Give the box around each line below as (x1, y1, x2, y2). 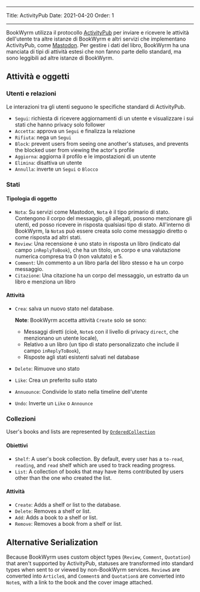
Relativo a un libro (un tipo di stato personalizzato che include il (23, 341, 179, 348)
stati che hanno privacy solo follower (14, 121, 105, 128)
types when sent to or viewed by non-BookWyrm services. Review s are (6, 566, 180, 573)
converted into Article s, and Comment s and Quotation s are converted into (6, 572, 185, 579)
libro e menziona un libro (14, 278, 76, 285)
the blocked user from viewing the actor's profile (14, 146, 135, 153)
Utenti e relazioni (6, 90, 57, 98)
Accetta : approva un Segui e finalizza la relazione (14, 127, 136, 134)
